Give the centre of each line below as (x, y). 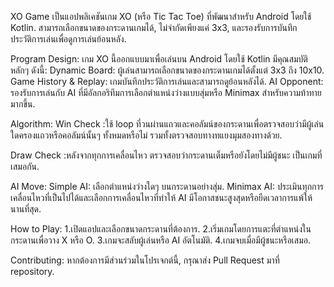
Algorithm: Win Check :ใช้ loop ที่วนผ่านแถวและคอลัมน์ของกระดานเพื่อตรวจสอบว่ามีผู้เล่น (167, 124)
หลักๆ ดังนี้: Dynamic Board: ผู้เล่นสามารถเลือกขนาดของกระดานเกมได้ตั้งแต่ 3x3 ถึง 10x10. (167, 70)
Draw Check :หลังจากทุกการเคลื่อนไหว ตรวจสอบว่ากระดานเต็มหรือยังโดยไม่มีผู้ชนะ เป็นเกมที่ (166, 155)
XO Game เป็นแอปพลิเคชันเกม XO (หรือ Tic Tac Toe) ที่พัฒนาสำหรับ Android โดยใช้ (161, 16)
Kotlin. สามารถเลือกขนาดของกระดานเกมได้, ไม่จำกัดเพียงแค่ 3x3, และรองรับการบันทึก (154, 27)
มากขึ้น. (23, 104)
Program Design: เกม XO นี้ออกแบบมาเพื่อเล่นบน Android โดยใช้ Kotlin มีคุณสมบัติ (159, 59)
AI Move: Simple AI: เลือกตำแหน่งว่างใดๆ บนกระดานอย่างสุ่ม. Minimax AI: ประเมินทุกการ (167, 186)
